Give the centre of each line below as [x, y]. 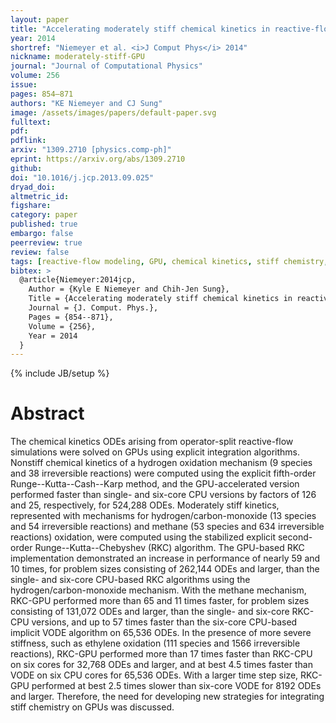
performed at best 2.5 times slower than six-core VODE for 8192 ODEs [176, 686]
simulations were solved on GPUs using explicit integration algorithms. [155, 452]
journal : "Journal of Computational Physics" [106, 66]
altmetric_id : [40, 196]
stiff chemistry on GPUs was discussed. [92, 707]
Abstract [47, 413]
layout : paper [40, 19]
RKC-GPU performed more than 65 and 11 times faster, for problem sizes [160, 601]
